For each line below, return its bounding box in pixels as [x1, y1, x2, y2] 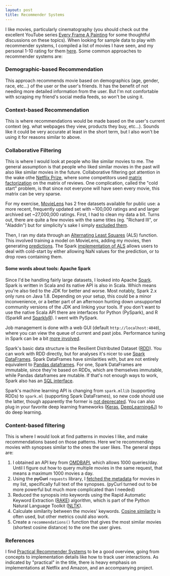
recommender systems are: [5, 53, 63, 59]
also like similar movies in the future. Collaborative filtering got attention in [5, 169, 160, 176]
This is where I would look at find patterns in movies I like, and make [5, 433, 148, 439]
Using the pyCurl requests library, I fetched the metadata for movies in [12, 475, 160, 481]
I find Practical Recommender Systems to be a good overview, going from [5, 549, 160, 555]
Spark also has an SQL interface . [5, 378, 74, 384]
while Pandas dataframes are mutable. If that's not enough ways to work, [5, 372, 158, 378]
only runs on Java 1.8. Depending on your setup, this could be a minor [5, 293, 151, 299]
